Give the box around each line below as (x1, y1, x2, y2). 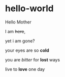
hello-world (5, 3, 54, 14)
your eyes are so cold (5, 47, 49, 53)
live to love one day (5, 66, 45, 72)
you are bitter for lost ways (5, 57, 60, 62)
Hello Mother (5, 19, 32, 25)
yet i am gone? (5, 38, 35, 44)
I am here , (5, 28, 26, 34)
